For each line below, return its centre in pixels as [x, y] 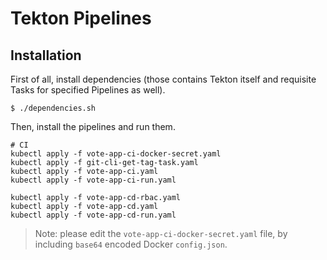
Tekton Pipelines [81, 18]
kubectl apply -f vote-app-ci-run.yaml [93, 180]
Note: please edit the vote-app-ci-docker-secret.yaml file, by [161, 233]
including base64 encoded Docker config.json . [131, 244]
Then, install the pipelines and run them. [93, 126]
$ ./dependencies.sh [53, 108]
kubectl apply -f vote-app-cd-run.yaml [93, 215]
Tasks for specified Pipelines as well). [88, 90]
